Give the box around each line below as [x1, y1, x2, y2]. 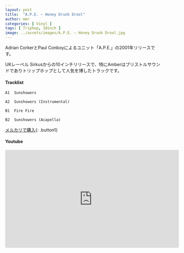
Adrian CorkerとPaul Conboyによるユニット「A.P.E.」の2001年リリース [5, 45, 151, 50]
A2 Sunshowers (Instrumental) [5, 99, 70, 104]
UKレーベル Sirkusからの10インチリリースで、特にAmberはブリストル [5, 62, 148, 67]
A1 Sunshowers [5, 90, 37, 95]
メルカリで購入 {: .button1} [5, 127, 58, 133]
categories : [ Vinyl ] [5, 21, 52, 26]
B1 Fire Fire [5, 108, 35, 113]
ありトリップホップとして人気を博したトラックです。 [13, 68, 123, 74]
